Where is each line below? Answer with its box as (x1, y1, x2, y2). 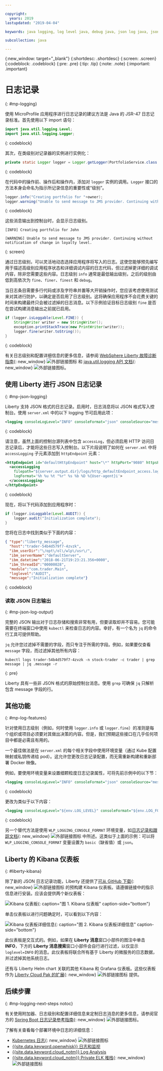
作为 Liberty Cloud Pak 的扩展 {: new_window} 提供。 (5, 972, 142, 978)
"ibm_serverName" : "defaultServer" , (9, 553, 81, 558)
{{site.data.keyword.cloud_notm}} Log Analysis (12, 1049, 107, 1054)
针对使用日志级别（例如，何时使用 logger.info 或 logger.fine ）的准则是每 (5, 725, 154, 731)
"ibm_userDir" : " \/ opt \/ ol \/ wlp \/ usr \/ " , (9, 549, 92, 554)
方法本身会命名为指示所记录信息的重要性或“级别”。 (5, 185, 107, 190)
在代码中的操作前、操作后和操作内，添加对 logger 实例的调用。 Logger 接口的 (5, 179, 158, 185)
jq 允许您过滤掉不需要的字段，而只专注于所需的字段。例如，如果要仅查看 (5, 641, 151, 647)
